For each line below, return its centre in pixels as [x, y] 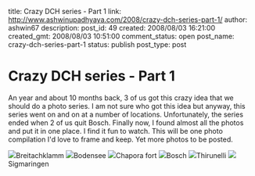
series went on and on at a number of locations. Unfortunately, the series [126, 114]
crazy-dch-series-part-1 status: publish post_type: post [97, 45]
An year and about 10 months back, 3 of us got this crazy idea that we [121, 98]
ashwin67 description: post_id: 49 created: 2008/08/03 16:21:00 [112, 28]
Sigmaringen [29, 163]
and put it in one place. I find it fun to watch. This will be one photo [115, 131]
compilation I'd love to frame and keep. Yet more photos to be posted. [120, 139]
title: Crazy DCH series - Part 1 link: [65, 11]
